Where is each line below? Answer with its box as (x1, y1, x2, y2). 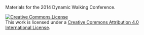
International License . (5, 24, 51, 30)
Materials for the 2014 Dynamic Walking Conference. (5, 4, 116, 10)
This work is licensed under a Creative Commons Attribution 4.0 (5, 19, 139, 25)
